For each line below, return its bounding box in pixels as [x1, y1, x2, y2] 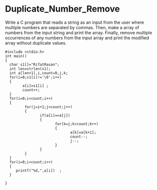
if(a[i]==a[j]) [39, 113, 70, 118]
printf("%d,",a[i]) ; [16, 168, 62, 173]
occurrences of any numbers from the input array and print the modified [5, 35, 149, 41]
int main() [5, 53, 27, 59]
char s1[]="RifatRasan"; [9, 62, 60, 67]
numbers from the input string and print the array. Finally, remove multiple [5, 30, 153, 35]
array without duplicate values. [5, 40, 67, 46]
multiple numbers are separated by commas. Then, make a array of [5, 24, 140, 30]
